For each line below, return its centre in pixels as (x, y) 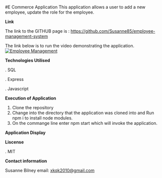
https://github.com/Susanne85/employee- (113, 31)
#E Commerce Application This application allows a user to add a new (75, 7)
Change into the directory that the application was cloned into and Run (83, 113)
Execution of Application (31, 98)
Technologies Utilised (28, 60)
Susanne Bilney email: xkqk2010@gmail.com (50, 170)
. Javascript (17, 89)
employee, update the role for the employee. (50, 12)
